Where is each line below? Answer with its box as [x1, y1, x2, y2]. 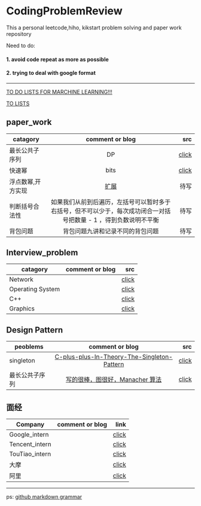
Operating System [9, 285, 60, 294]
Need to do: [6, 42, 36, 49]
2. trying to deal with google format [6, 69, 96, 77]
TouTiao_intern [9, 450, 51, 458]
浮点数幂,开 [9, 178, 41, 186]
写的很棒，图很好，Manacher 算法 [65, 376, 162, 384]
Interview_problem [6, 247, 78, 258]
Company [16, 420, 45, 428]
